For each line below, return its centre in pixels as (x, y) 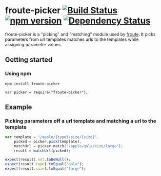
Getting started (29, 60)
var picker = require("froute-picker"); (47, 92)
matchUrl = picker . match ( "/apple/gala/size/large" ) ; (69, 146)
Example (19, 107)
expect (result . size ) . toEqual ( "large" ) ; (46, 168)
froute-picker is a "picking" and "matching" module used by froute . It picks (80, 34)
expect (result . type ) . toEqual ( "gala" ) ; (44, 164)
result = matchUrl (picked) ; (42, 151)
